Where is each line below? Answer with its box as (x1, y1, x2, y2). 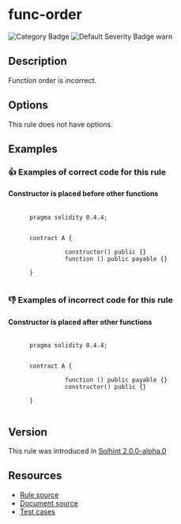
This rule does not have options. (8, 119, 113, 129)
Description (8, 55, 67, 68)
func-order (8, 6, 83, 24)
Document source (19, 498, 79, 507)
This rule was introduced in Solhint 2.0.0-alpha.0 (8, 447, 167, 456)
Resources (8, 469, 62, 483)
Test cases (19, 507, 55, 516)
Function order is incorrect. (8, 75, 97, 85)
